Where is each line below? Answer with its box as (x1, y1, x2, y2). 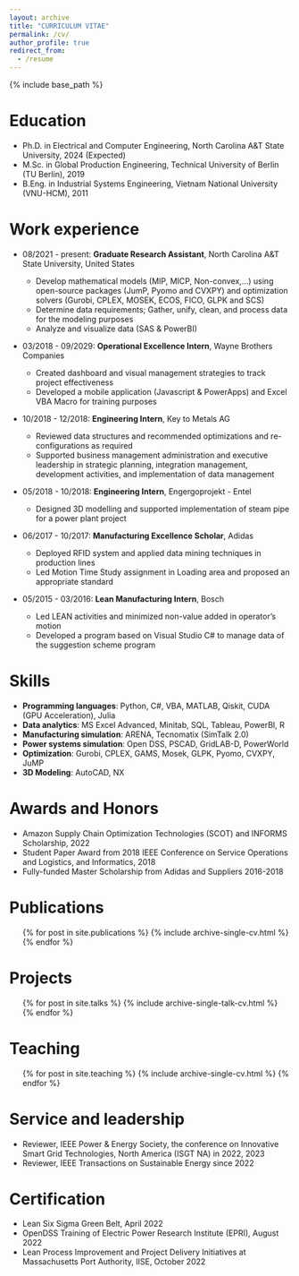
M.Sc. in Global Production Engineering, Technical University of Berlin (21, 158, 279, 170)
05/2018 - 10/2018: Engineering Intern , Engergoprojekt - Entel (21, 485, 252, 497)
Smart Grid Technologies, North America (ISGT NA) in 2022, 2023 (21, 1148, 265, 1159)
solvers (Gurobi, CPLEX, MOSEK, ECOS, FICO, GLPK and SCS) (35, 295, 265, 305)
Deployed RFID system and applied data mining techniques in (35, 547, 262, 558)
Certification (9, 1188, 105, 1209)
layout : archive (9, 13, 70, 22)
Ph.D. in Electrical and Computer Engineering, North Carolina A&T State (21, 140, 285, 150)
